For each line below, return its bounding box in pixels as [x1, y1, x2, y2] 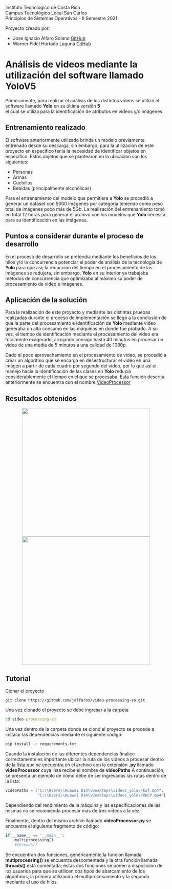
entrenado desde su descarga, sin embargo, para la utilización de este [5, 142, 154, 149]
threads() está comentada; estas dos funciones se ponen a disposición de [5, 863, 163, 869]
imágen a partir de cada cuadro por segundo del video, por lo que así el [5, 363, 157, 369]
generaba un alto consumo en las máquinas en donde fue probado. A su [5, 326, 158, 332]
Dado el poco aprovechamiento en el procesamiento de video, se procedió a [5, 352, 166, 358]
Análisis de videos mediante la [5, 59, 138, 70]
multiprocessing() [14, 838, 54, 843]
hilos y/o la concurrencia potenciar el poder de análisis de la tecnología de [5, 259, 162, 265]
